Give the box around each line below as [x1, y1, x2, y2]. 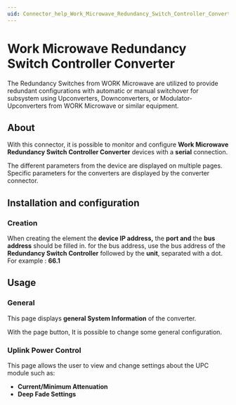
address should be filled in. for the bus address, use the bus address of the [7, 242, 226, 250]
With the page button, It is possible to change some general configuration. [7, 328, 223, 336]
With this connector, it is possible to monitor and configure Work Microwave [7, 140, 229, 149]
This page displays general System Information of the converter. [7, 314, 197, 323]
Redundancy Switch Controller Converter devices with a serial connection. [7, 148, 228, 156]
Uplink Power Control [7, 345, 81, 355]
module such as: [7, 369, 55, 378]
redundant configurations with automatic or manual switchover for [7, 86, 199, 95]
